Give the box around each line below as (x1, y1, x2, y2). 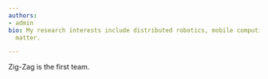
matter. (15, 33, 41, 42)
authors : (8, 11, 37, 20)
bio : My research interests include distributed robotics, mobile (8, 26, 234, 34)
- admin (8, 19, 34, 27)
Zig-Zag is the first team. (8, 62, 90, 72)
